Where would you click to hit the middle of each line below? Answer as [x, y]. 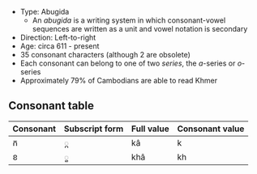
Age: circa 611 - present [60, 46]
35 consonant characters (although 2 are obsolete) [105, 55]
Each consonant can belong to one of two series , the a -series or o [131, 63]
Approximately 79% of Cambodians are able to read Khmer [118, 81]
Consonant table [51, 106]
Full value [150, 129]
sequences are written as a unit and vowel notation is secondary [140, 29]
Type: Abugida [45, 12]
